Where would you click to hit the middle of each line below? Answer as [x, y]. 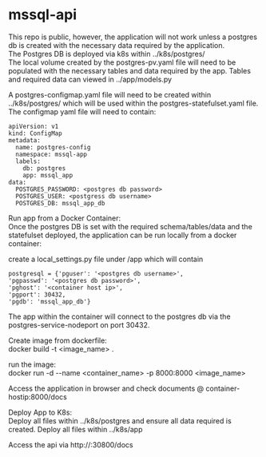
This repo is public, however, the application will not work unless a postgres [133, 37]
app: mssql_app [48, 175]
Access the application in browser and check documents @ [106, 388]
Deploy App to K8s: [40, 412]
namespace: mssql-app [52, 154]
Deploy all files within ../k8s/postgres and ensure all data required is [120, 420]
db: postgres [44, 168]
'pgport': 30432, [37, 294]
